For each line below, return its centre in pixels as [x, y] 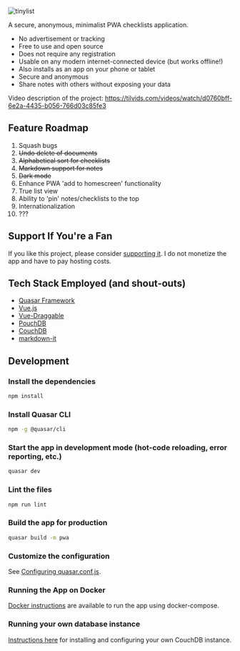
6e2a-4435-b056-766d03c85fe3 [57, 106]
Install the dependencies [52, 381]
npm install [26, 397]
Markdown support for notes [60, 168]
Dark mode [35, 176]
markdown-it [37, 339]
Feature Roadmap [48, 128]
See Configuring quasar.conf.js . [55, 571]
